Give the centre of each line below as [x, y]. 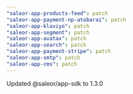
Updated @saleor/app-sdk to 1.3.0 [55, 83]
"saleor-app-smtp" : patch [43, 58]
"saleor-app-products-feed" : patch [57, 13]
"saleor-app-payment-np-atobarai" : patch [66, 20]
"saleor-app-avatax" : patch [47, 39]
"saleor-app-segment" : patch [48, 32]
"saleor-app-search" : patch [47, 45]
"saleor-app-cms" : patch [42, 64]
